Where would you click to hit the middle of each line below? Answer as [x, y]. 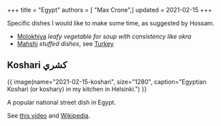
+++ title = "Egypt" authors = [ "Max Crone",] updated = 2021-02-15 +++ [110, 10]
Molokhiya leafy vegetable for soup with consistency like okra [104, 36]
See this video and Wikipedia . [49, 115]
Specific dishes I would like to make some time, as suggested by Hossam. [111, 23]
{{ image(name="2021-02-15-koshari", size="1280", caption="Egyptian [107, 81]
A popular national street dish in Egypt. [61, 102]
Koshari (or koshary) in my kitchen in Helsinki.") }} [77, 89]
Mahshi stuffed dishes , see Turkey [65, 43]
